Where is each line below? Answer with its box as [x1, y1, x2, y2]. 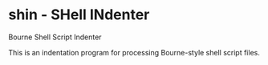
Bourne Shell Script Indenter [8, 32, 102, 42]
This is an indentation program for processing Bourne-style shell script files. [8, 47, 261, 57]
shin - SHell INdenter [8, 6, 150, 24]
